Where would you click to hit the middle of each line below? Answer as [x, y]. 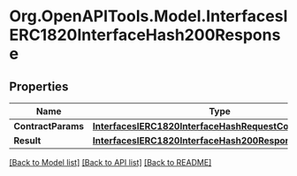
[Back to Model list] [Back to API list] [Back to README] [110, 162]
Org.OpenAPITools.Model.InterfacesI [148, 16]
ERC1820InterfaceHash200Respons [145, 35]
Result [27, 141]
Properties [39, 86]
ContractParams [49, 126]
